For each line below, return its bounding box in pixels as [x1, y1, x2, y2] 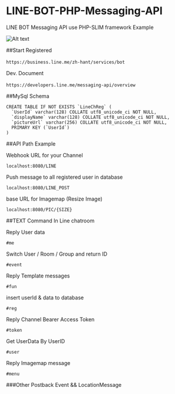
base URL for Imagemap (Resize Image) [6, 195, 103, 202]
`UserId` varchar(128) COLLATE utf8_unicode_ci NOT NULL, [11, 109, 157, 115]
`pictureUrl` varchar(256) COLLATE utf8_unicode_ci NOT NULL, [11, 120, 167, 125]
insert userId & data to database [6, 294, 84, 301]
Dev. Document [6, 69, 44, 76]
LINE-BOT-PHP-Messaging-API [6, 4, 163, 18]
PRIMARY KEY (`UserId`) [11, 124, 70, 131]
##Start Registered [6, 46, 52, 54]
